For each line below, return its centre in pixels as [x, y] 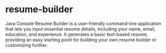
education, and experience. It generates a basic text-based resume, [77, 34]
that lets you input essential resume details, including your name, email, [80, 29]
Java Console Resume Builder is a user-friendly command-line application [83, 23]
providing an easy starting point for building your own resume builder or [81, 40]
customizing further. [27, 45]
